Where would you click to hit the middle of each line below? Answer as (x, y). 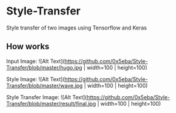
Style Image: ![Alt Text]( (35, 79)
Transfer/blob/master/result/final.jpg (51, 103)
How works (28, 47)
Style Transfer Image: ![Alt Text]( (47, 97)
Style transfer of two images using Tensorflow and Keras (77, 28)
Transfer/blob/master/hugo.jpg (44, 67)
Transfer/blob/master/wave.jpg (44, 85)
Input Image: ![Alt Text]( (35, 61)
